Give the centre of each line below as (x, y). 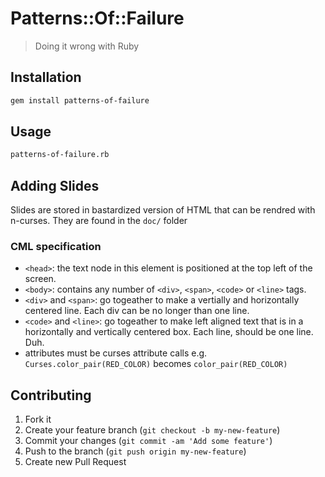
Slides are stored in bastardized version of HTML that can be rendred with (163, 210)
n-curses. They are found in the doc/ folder (99, 221)
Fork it (38, 419)
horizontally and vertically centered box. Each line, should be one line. (169, 332)
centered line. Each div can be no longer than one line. (137, 311)
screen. (40, 279)
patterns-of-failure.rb (60, 155)
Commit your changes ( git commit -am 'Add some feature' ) (148, 441)
